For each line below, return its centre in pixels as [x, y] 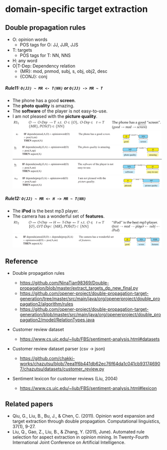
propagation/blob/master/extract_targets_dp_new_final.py [79, 288]
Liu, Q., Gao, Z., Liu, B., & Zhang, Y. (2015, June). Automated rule [79, 432]
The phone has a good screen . [44, 100]
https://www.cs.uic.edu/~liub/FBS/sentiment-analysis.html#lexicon [88, 388]
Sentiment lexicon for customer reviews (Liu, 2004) [65, 379]
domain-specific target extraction [77, 9]
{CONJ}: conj [34, 76]
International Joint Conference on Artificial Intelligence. [69, 443]
